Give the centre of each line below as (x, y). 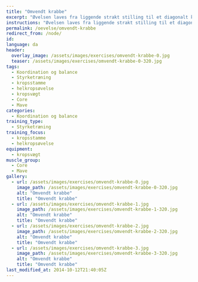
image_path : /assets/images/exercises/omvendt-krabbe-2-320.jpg (97, 231)
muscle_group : (24, 160)
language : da (22, 45)
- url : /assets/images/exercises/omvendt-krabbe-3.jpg (80, 248)
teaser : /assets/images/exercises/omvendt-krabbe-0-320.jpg (87, 61)
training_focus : (26, 133)
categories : (21, 111)
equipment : (19, 149)
